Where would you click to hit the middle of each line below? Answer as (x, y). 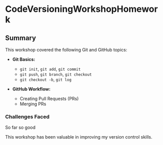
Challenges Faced (27, 116)
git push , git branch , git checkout (56, 74)
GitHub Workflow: (31, 89)
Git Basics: (24, 59)
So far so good (20, 128)
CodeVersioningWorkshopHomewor (81, 9)
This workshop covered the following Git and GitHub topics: (66, 50)
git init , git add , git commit (50, 69)
